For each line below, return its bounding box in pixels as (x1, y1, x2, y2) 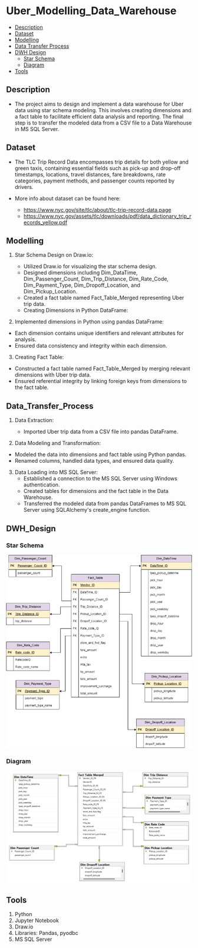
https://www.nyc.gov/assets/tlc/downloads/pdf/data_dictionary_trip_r (23, 213, 192, 220)
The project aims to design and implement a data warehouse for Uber (14, 100, 184, 107)
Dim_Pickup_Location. (23, 288, 78, 295)
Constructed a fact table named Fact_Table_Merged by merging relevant (14, 365, 190, 372)
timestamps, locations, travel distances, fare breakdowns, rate (14, 171, 166, 178)
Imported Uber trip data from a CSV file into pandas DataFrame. (23, 428, 179, 435)
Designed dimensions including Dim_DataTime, (23, 269, 138, 276)
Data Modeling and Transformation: (14, 440, 101, 447)
